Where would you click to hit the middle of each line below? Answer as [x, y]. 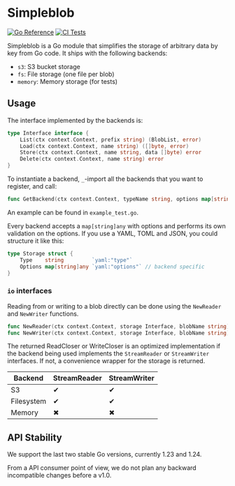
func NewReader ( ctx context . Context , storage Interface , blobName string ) [119, 326]
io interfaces [30, 291]
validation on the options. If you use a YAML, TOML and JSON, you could [113, 233]
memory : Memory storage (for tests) [67, 81]
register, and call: [32, 186]
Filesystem [29, 402]
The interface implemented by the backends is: [75, 120]
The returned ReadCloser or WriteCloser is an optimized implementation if [114, 346]
